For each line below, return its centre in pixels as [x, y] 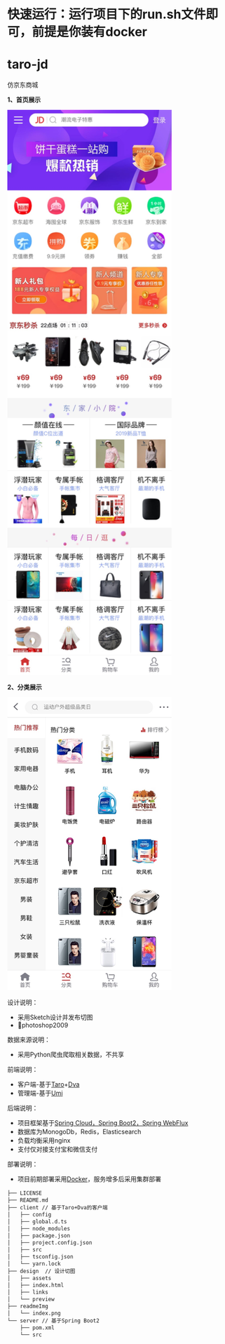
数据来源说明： [29, 1040]
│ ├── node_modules [39, 1228]
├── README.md [28, 1200]
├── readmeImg [28, 1306]
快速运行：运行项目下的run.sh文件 [107, 14]
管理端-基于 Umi [40, 1093]
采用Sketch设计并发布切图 [55, 1017]
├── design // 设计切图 [41, 1271]
